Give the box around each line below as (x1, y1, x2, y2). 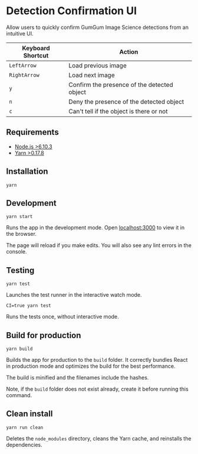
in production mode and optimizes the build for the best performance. (6, 362, 176, 369)
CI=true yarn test (6, 303, 51, 309)
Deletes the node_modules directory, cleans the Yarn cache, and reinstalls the (6, 434, 192, 442)
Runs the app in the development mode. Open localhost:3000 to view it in (6, 224, 185, 231)
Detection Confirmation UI (6, 4, 137, 18)
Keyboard (22, 44, 50, 52)
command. (6, 392, 32, 398)
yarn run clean (6, 424, 44, 430)
